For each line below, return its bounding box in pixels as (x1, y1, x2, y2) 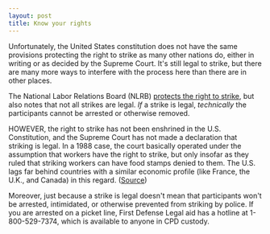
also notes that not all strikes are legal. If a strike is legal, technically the (8, 100, 247, 109)
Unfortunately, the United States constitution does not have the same (8, 41, 238, 51)
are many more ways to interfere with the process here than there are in (8, 67, 247, 76)
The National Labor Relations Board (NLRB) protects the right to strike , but (8, 91, 255, 101)
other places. (8, 76, 52, 85)
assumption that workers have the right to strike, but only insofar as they (8, 150, 250, 159)
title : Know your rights (8, 19, 92, 27)
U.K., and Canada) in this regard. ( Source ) (8, 174, 147, 185)
